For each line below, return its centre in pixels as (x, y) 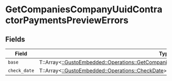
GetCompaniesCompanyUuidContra (84, 9)
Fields (15, 39)
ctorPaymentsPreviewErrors (67, 20)
